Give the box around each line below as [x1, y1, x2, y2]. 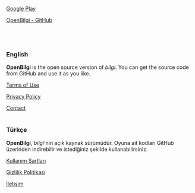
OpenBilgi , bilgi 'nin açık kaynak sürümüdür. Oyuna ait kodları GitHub [6, 139, 174, 146]
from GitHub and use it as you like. [6, 70, 91, 77]
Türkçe [6, 126, 27, 134]
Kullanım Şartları [6, 157, 46, 164]
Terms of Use [6, 81, 40, 88]
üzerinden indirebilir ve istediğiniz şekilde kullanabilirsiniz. [6, 145, 148, 153]
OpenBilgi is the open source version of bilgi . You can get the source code [6, 64, 189, 71]
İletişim [6, 180, 24, 187]
